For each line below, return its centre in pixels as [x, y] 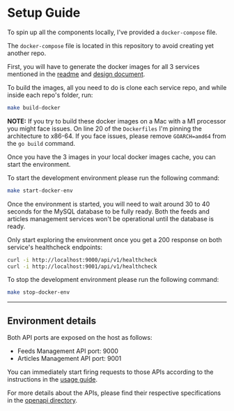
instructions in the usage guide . [52, 380]
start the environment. [39, 164]
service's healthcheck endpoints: [55, 247]
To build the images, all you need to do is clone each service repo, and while [117, 87]
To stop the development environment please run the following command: [113, 280]
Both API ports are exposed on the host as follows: [80, 338]
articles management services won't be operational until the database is [111, 218]
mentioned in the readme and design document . [76, 74]
